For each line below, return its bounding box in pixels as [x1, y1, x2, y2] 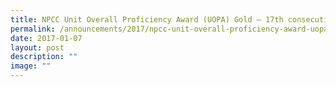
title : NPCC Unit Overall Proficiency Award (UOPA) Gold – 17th [10, 14, 284, 25]
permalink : [10, 24, 56, 34]
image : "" [10, 61, 52, 71]
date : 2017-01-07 [10, 33, 83, 43]
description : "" [10, 52, 78, 62]
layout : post [10, 42, 65, 53]
